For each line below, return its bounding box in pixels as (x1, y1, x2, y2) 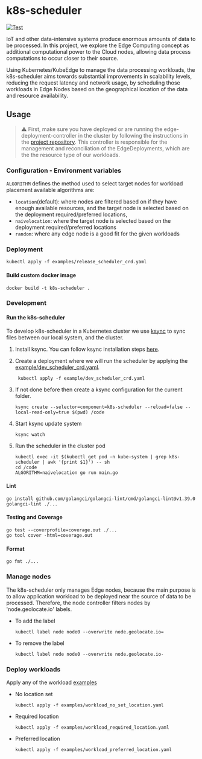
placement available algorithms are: (6, 187, 95, 194)
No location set (14, 690, 53, 697)
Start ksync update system (14, 420, 82, 427)
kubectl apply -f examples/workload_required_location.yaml (14, 724, 169, 731)
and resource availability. (6, 92, 68, 99)
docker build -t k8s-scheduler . (6, 285, 90, 291)
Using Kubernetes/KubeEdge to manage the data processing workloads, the (6, 66, 195, 73)
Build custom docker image (6, 271, 77, 278)
